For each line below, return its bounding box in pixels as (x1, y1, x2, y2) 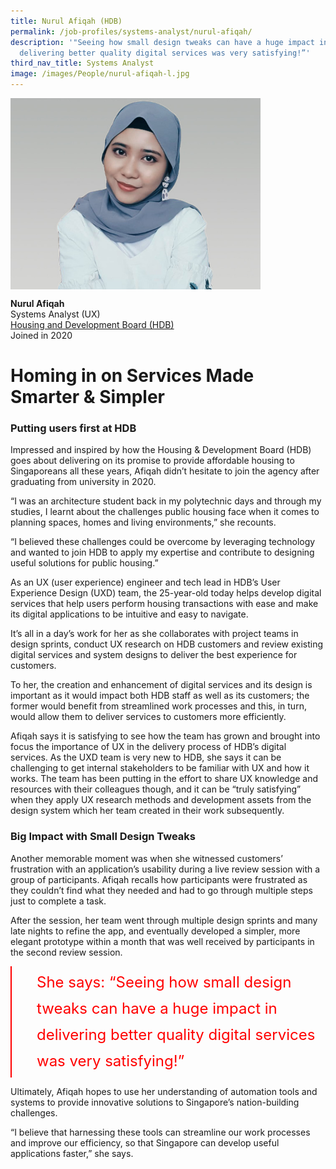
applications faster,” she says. (10, 1147, 134, 1159)
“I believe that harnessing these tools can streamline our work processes (10, 1126, 311, 1138)
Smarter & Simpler (10, 386, 166, 409)
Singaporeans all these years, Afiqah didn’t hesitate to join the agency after (10, 465, 320, 477)
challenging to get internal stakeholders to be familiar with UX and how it (10, 762, 310, 774)
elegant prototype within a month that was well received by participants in (10, 935, 315, 947)
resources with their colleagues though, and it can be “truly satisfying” (10, 783, 302, 795)
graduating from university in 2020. (10, 476, 157, 488)
